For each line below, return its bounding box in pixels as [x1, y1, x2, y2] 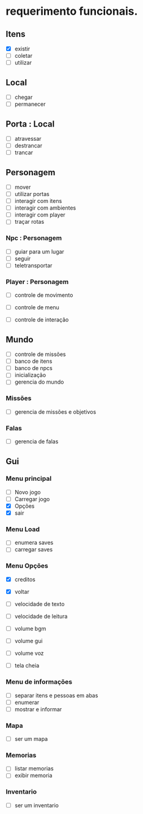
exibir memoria [14, 772, 53, 779]
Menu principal [5, 475, 52, 483]
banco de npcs [14, 365, 53, 372]
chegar [14, 93, 33, 101]
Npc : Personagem [5, 234, 62, 242]
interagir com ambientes [14, 204, 76, 211]
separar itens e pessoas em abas [14, 692, 98, 699]
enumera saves [14, 539, 54, 547]
